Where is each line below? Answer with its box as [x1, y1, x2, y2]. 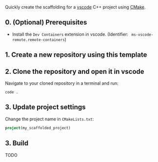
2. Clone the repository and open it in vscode [5, 67, 145, 75]
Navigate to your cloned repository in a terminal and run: [5, 80, 118, 86]
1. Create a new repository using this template [5, 51, 147, 59]
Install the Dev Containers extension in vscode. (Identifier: [12, 31, 128, 37]
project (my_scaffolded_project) [5, 125, 71, 130]
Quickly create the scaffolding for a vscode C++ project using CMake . [5, 4, 146, 10]
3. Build [5, 139, 29, 147]
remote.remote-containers [12, 37, 65, 42]
